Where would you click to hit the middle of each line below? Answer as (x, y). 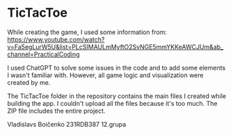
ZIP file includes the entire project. (56, 111)
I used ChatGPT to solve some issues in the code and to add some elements (116, 67)
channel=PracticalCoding (43, 54)
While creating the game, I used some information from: (87, 32)
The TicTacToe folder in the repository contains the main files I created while (117, 96)
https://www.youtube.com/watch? (56, 39)
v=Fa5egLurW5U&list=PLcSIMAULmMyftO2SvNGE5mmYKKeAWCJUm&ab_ (115, 47)
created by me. (29, 82)
